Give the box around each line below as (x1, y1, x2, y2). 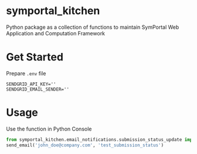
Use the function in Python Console (6, 125, 92, 132)
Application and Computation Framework (6, 29, 106, 36)
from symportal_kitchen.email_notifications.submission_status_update (6, 136, 182, 142)
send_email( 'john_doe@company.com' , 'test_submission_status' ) (6, 142, 164, 148)
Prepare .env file (6, 69, 46, 77)
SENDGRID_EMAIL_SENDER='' (6, 86, 69, 92)
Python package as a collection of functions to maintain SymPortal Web (6, 24, 179, 31)
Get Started (6, 51, 63, 64)
